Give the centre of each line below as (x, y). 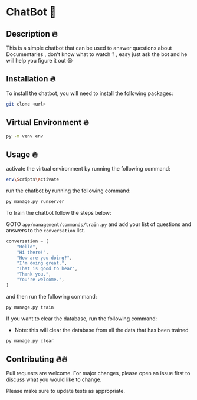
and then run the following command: (52, 296)
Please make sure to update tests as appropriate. (66, 391)
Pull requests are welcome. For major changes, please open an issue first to (98, 373)
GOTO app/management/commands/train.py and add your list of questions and (99, 224)
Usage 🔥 (22, 154)
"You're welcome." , (41, 280)
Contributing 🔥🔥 (37, 359)
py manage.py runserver (35, 202)
